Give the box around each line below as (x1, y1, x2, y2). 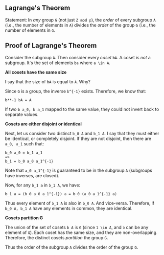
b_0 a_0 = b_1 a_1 (5, 150, 43, 155)
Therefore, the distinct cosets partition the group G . (5, 234, 109, 240)
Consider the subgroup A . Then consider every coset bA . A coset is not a (5, 54, 151, 60)
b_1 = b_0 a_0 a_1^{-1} (5, 159, 54, 163)
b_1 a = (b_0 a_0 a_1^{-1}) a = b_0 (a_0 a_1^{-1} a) (5, 191, 117, 196)
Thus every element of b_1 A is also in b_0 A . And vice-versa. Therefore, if (5, 200, 155, 206)
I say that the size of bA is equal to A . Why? (5, 78, 91, 85)
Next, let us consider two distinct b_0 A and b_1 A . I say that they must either (5, 130, 160, 136)
